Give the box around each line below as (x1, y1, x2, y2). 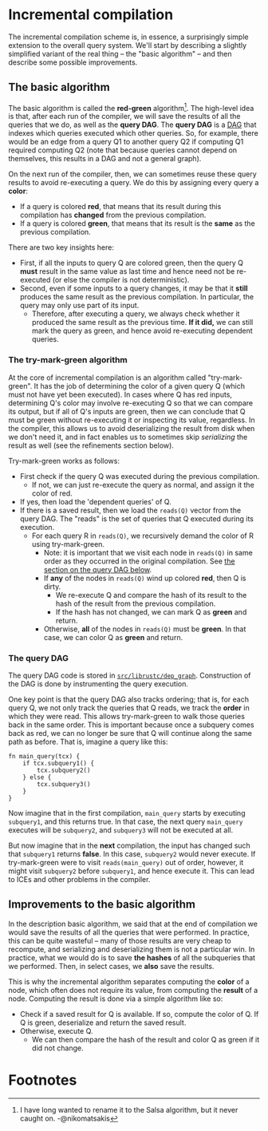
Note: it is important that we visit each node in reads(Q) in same (43, 548, 253, 557)
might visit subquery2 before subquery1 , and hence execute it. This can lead (8, 866, 255, 876)
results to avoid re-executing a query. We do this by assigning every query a (8, 178, 259, 188)
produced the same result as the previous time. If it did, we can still (31, 318, 254, 327)
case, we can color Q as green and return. (43, 632, 183, 642)
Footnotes (8, 1071, 77, 1089)
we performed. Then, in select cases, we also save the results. (8, 961, 215, 971)
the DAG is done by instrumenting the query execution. (8, 679, 189, 688)
